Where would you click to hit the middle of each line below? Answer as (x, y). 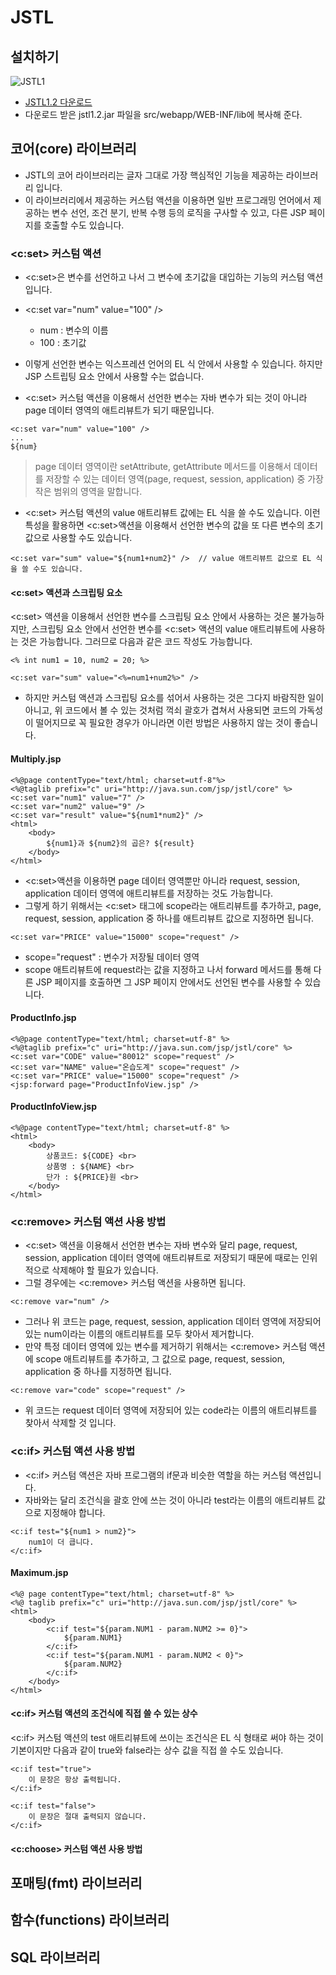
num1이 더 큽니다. (61, 1542)
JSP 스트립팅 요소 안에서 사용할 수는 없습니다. (114, 377)
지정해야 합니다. (74, 1512)
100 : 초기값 (63, 343)
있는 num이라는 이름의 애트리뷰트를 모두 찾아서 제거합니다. (139, 1334)
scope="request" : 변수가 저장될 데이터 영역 (112, 957)
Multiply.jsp (36, 758)
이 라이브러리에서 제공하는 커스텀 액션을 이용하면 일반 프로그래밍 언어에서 (168, 200)
